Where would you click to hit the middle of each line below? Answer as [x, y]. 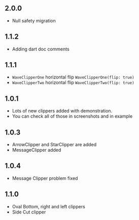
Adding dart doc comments [41, 49]
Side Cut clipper [29, 212]
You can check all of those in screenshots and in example [72, 116]
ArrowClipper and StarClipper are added [54, 145]
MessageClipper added [37, 150]
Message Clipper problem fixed [45, 178]
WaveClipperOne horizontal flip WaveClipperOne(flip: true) [73, 77]
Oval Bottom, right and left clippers [49, 206]
